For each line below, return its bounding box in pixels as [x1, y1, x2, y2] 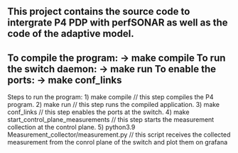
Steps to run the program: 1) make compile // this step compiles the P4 [7, 93, 214, 101]
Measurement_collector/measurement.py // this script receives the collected [7, 130, 231, 139]
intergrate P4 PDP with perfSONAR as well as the [7, 17, 229, 29]
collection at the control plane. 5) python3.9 [7, 123, 136, 132]
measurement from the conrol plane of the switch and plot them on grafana [7, 138, 228, 147]
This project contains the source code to [7, 6, 190, 18]
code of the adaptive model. [7, 28, 134, 40]
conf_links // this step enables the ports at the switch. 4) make [7, 108, 190, 116]
